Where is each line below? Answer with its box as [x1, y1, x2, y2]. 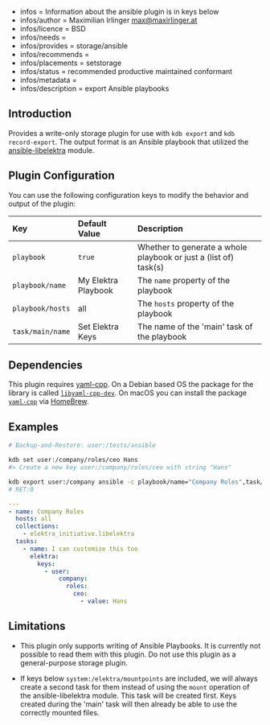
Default [77, 217, 107, 229]
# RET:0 [8, 485, 35, 493]
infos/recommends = [19, 50, 90, 59]
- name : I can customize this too [22, 545, 138, 553]
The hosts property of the [137, 298, 235, 309]
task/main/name [12, 327, 71, 336]
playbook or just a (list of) [137, 251, 235, 262]
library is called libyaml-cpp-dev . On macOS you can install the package [8, 388, 247, 398]
